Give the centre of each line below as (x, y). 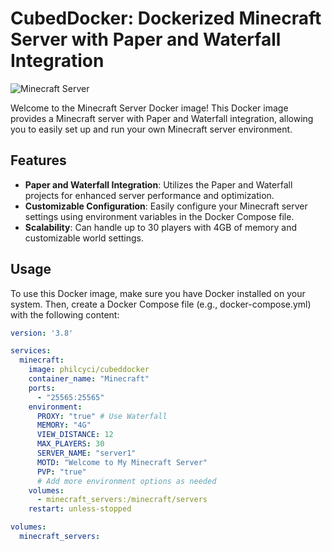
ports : (42, 388)
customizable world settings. (84, 238)
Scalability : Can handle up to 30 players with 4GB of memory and (160, 227)
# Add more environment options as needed (126, 481)
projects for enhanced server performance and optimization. (149, 195)
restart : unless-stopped (80, 509)
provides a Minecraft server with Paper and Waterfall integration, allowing (162, 118)
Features (38, 160)
